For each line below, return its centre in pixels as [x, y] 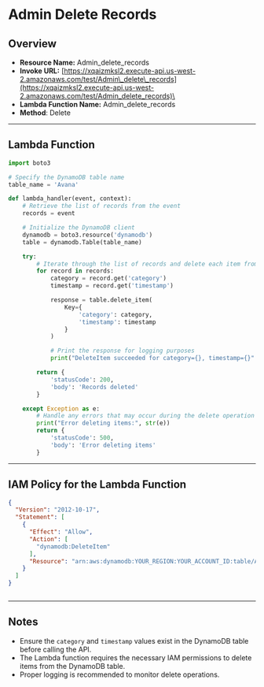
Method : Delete [45, 113]
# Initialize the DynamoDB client [79, 228]
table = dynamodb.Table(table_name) [82, 242]
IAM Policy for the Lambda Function [97, 485]
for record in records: [75, 271]
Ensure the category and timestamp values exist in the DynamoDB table [134, 641]
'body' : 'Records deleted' [94, 387]
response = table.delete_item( [101, 300]
